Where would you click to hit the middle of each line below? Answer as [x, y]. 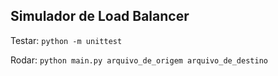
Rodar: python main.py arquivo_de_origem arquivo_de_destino [139, 60]
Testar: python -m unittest [66, 40]
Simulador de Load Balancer [100, 16]
